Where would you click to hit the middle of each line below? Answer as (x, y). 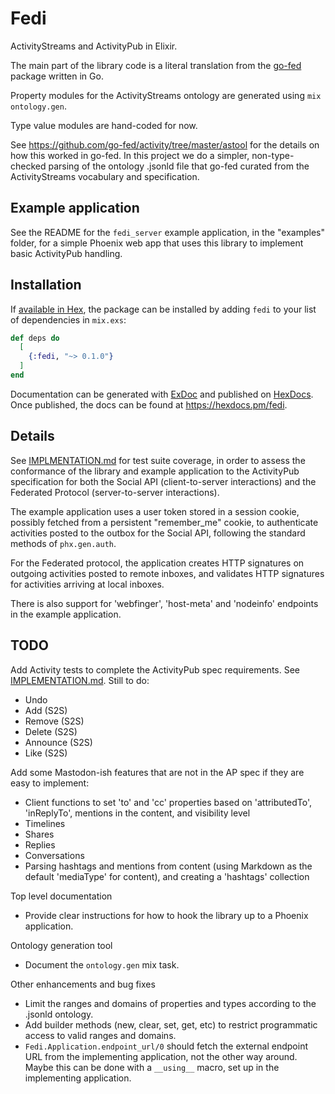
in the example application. (66, 614)
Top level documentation (61, 896)
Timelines (45, 823)
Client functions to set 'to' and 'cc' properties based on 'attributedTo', (168, 802)
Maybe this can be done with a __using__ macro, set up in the (152, 1067)
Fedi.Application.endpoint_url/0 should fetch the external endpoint (166, 1046)
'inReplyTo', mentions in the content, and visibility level (137, 813)
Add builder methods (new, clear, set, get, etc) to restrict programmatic (171, 1024)
